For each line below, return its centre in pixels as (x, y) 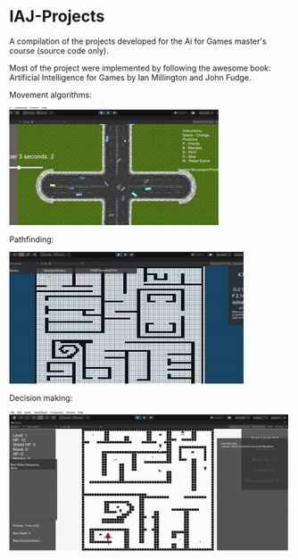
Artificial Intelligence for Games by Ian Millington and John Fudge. (130, 77)
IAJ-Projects (57, 17)
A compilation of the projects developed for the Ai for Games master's (138, 41)
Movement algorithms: (50, 95)
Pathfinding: (32, 239)
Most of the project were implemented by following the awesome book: (140, 68)
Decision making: (41, 397)
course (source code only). (59, 50)
